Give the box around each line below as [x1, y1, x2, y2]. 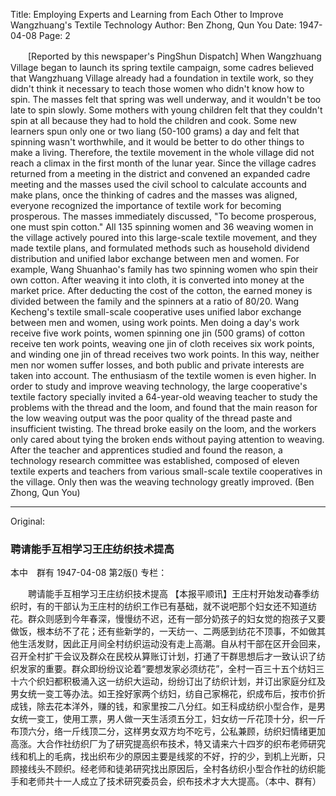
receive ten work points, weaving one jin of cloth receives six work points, [10, 338, 315, 349]
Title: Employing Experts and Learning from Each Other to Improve [10, 9, 284, 20]
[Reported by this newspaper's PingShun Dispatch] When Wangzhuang [27, 50, 322, 62]
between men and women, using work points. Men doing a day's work [10, 317, 300, 328]
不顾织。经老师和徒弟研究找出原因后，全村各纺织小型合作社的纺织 [44, 763, 317, 775]
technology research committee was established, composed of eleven [10, 455, 300, 466]
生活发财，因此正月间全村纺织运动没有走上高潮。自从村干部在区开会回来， [18, 638, 326, 650]
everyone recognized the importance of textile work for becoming [10, 200, 282, 211]
